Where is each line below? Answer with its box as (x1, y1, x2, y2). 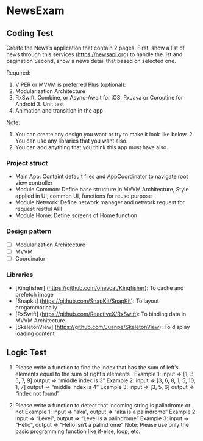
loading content (15, 330, 55, 337)
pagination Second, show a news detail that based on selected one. (6, 57, 177, 64)
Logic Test (6, 347, 47, 358)
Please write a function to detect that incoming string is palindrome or (15, 401, 191, 409)
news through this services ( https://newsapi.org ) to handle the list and (6, 51, 183, 58)
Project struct (6, 158, 48, 167)
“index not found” (15, 390, 60, 397)
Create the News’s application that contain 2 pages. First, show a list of (6, 44, 185, 51)
